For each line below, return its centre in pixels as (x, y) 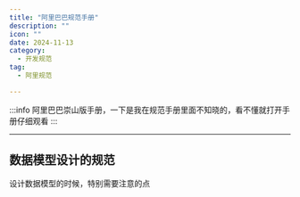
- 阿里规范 (35, 76)
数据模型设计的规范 (62, 160)
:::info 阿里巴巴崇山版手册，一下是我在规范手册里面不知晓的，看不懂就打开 (146, 110)
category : (28, 51)
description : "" (39, 26)
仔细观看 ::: (37, 120)
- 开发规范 (35, 59)
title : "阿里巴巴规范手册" (54, 17)
